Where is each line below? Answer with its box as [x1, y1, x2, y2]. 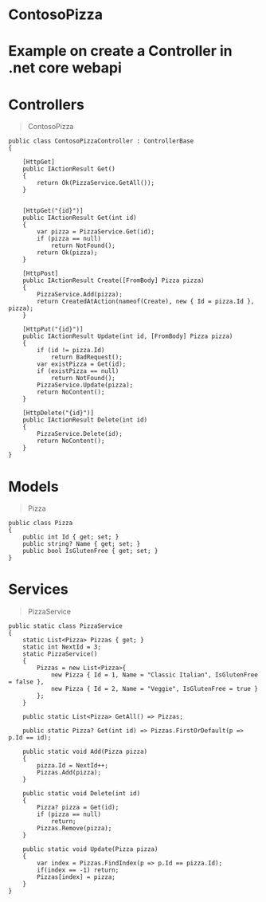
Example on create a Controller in [8, 42, 233, 61]
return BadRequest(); [50, 353, 123, 362]
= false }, [8, 678, 45, 686]
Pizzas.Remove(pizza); [37, 825, 112, 833]
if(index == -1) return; [37, 866, 119, 874]
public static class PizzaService [8, 622, 123, 630]
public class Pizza [8, 520, 73, 527]
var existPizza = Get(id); [37, 360, 127, 368]
